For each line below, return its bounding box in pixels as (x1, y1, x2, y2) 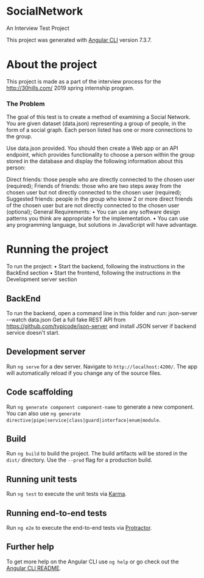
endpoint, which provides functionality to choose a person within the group (6, 151, 195, 159)
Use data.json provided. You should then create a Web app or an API (6, 144, 178, 152)
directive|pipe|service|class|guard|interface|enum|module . (6, 416, 161, 423)
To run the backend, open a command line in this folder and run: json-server (6, 309, 198, 316)
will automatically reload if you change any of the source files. (6, 369, 162, 376)
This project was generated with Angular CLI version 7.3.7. (6, 36, 152, 43)
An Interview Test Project (6, 24, 70, 32)
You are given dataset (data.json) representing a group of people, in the (6, 120, 186, 127)
